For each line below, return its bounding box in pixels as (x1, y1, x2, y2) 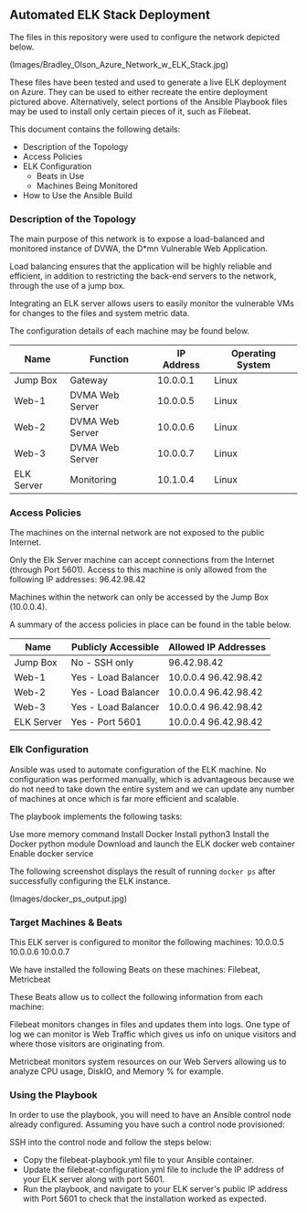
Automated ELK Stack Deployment (9, 7, 210, 23)
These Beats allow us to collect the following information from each (9, 992, 263, 1002)
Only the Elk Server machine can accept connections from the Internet (9, 555, 275, 566)
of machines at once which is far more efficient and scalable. (9, 793, 239, 803)
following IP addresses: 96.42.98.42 (9, 574, 146, 585)
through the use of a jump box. (9, 281, 126, 292)
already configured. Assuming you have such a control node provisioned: (9, 1119, 285, 1130)
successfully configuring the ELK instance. (9, 875, 171, 886)
